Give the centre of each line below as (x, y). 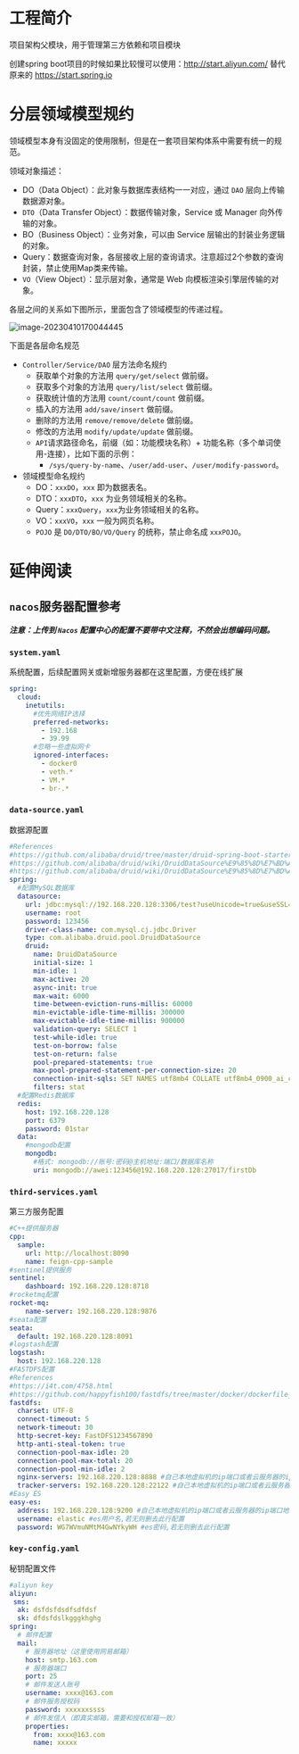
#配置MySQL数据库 (46, 888)
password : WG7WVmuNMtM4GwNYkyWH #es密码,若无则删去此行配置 (123, 1527)
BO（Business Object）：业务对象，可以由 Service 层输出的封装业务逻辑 (154, 234)
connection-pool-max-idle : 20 (73, 1452)
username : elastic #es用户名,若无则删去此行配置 (101, 1518)
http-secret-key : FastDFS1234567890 (85, 1436)
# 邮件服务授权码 (53, 1701)
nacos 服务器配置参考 (65, 607)
